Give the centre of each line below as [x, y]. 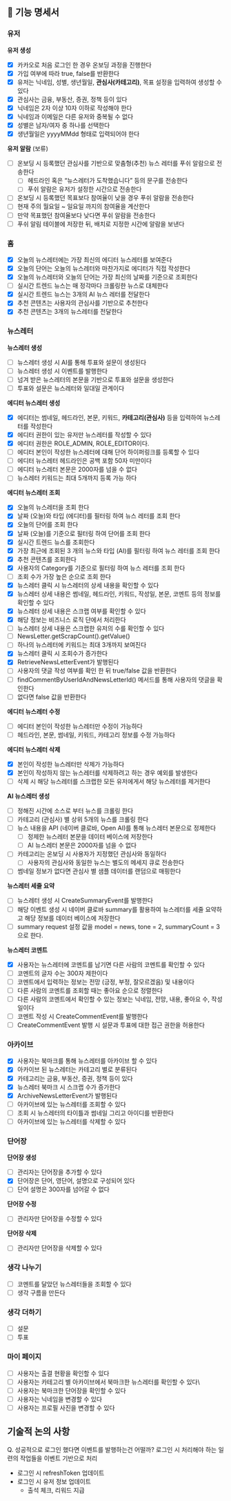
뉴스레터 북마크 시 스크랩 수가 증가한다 [69, 1087]
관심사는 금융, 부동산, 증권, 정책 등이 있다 [72, 99]
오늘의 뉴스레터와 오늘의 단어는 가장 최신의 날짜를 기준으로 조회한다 [107, 277]
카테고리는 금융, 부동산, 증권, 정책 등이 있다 [75, 1078]
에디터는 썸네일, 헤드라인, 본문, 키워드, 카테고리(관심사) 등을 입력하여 [109, 417]
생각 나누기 [24, 1268]
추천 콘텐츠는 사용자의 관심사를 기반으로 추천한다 [82, 303]
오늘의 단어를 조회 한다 [48, 525]
